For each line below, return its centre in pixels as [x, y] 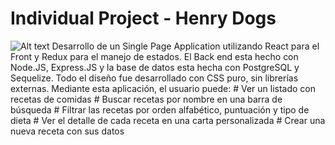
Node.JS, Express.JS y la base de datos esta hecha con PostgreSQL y [155, 67]
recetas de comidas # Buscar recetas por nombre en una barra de [146, 99]
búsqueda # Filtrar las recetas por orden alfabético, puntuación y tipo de [160, 109]
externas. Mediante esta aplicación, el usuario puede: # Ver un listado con [163, 88]
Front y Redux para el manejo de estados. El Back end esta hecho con [154, 56]
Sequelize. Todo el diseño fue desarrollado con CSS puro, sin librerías [154, 78]
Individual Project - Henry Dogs [143, 18]
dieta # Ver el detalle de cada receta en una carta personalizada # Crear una [168, 120]
